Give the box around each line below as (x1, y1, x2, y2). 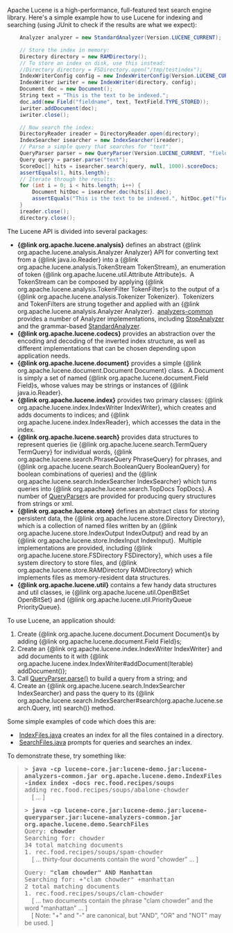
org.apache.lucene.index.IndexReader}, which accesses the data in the (17, 417, 221, 426)
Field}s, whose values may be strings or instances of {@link (17, 381, 189, 389)
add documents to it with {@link (17, 652, 109, 660)
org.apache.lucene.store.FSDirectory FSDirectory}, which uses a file (17, 551, 213, 559)
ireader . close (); (19, 208, 70, 215)
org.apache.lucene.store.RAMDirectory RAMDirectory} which (17, 566, 193, 574)
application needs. (17, 351, 71, 360)
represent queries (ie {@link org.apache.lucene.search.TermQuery (17, 440, 208, 448)
